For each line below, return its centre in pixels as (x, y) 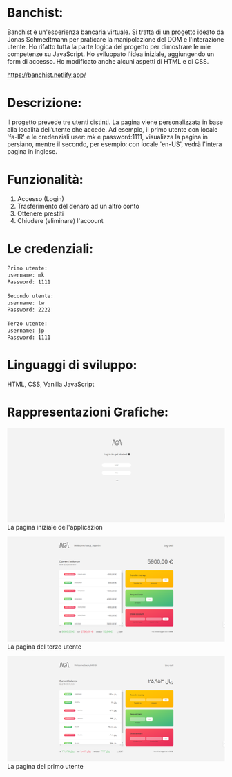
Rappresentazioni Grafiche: (88, 412)
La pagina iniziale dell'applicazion (55, 527)
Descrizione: (45, 103)
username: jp (26, 331)
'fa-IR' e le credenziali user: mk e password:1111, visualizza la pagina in (108, 137)
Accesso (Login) (40, 198)
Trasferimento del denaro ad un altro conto (78, 206)
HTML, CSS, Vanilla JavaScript (51, 384)
